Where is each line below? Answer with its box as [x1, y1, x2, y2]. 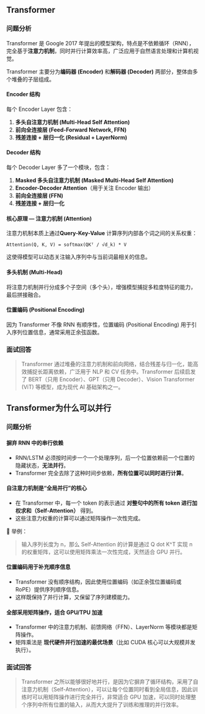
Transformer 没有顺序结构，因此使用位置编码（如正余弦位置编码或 [15, 578, 182, 585]
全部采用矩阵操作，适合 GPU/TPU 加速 [6, 609, 103, 616]
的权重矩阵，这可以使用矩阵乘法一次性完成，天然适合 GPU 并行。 [21, 548, 186, 555]
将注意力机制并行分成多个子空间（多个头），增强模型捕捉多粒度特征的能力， [6, 283, 196, 290]
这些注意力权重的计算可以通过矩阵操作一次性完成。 [15, 514, 144, 522]
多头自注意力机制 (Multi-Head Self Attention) [15, 118, 130, 126]
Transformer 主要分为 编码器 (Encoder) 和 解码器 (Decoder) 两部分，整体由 [6, 67, 193, 75]
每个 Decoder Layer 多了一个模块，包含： [6, 163, 111, 171]
